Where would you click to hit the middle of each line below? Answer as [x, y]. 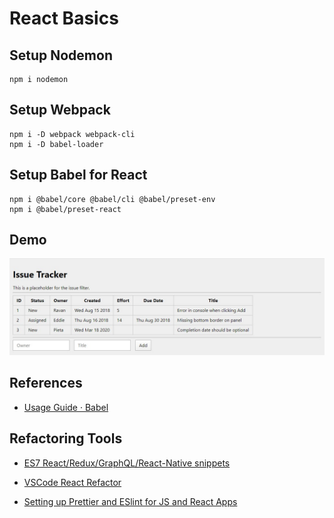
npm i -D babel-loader [56, 144]
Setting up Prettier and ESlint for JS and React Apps [130, 501]
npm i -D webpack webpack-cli [72, 134]
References [46, 383]
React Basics [64, 18]
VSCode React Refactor [72, 482]
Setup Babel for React [78, 175]
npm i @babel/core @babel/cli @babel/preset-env [112, 199]
